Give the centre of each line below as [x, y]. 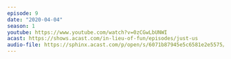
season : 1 [21, 26]
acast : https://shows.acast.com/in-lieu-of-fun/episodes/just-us [102, 39]
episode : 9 [23, 13]
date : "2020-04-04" [35, 20]
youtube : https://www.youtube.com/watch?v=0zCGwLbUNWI [87, 32]
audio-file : [24, 45]
